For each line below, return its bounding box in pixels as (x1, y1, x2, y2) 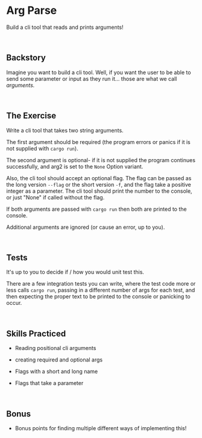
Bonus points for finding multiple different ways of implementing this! (14, 425, 187, 431)
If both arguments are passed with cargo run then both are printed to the (6, 205, 187, 213)
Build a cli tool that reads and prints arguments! (6, 23, 124, 31)
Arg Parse (6, 4, 57, 17)
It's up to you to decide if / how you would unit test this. (6, 269, 145, 276)
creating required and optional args (14, 356, 103, 363)
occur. (6, 299, 22, 307)
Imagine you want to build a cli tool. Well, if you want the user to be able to (6, 69, 191, 76)
